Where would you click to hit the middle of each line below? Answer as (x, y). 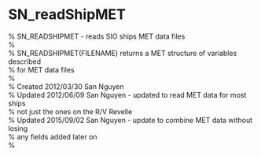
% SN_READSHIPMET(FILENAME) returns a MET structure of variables (123, 53)
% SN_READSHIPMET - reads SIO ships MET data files (97, 36)
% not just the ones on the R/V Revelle (70, 111)
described (25, 61)
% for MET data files (41, 69)
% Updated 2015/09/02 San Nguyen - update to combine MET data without (130, 120)
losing (18, 128)
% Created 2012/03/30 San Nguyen (66, 86)
